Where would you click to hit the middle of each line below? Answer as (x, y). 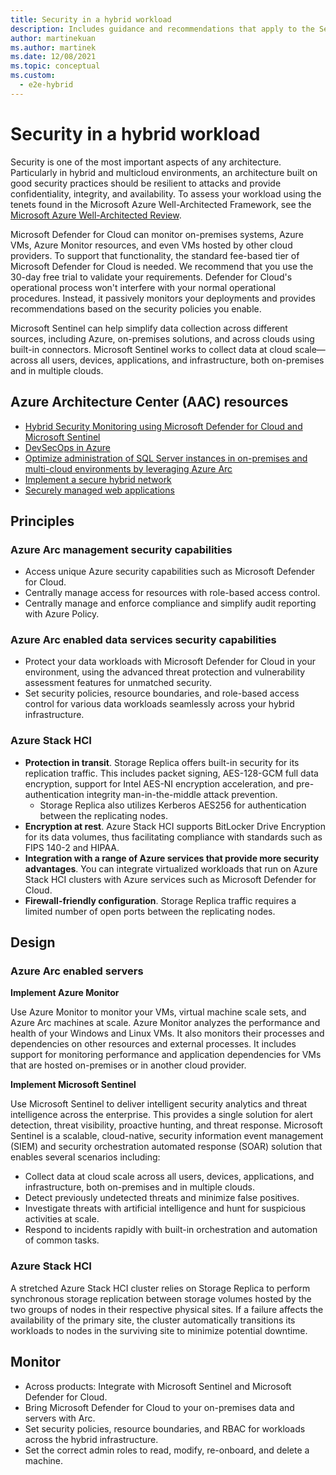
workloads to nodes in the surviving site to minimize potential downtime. (159, 1330)
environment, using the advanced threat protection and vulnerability (165, 672)
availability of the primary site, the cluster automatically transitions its (153, 1320)
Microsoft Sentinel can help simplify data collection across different (149, 328)
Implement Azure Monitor (65, 993)
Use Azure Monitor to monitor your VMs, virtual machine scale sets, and (158, 1012)
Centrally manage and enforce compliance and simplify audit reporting (170, 603)
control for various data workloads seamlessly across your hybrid (159, 704)
